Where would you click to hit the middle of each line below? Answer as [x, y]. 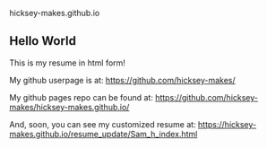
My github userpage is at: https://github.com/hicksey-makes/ [122, 80]
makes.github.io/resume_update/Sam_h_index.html [103, 134]
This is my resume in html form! [67, 63]
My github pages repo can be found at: [82, 97]
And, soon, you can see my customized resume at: [103, 124]
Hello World [43, 41]
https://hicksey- [227, 124]
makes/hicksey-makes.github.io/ [69, 107]
